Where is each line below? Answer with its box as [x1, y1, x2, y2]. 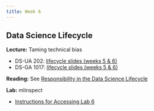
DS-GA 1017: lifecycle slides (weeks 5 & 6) [14, 64, 118, 71]
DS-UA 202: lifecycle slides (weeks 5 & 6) [14, 57, 118, 65]
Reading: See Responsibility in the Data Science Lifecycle [6, 75, 148, 83]
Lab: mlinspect [6, 87, 43, 94]
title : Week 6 [6, 8, 42, 15]
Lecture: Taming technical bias [6, 46, 83, 53]
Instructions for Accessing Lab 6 [14, 98, 95, 105]
